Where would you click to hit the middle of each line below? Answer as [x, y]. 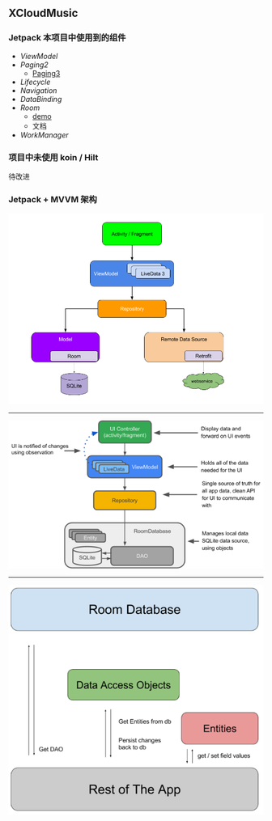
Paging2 [34, 65]
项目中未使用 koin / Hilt [53, 157]
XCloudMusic [43, 13]
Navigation [38, 90]
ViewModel [39, 56]
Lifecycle [35, 82]
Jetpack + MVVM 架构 [53, 199]
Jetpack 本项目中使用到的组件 [67, 38]
